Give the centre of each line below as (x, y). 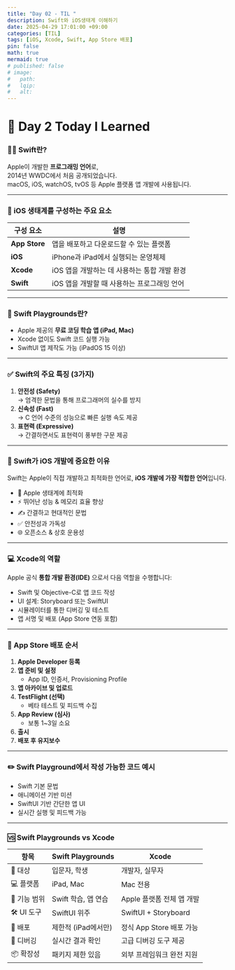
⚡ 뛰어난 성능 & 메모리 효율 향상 (60, 501)
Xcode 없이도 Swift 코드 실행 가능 (64, 339)
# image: (20, 72)
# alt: (20, 92)
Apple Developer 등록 (49, 662)
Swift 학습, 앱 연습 (80, 898)
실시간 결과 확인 (76, 941)
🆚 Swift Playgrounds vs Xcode (61, 837)
